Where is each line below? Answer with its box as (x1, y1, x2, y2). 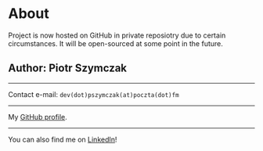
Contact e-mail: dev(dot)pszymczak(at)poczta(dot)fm (8, 89, 179, 99)
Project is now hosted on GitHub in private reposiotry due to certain (8, 31, 226, 40)
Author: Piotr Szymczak (8, 62, 128, 75)
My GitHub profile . (8, 112, 68, 121)
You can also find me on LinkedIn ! (8, 135, 117, 144)
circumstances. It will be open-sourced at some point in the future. (8, 38, 223, 48)
